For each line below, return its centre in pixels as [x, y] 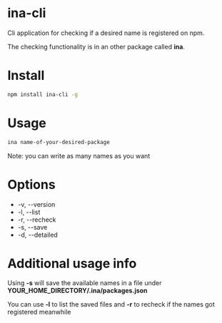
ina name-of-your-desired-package [59, 142]
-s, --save [32, 227]
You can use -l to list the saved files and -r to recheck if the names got [111, 304]
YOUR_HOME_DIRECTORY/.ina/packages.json [77, 291]
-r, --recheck [37, 220]
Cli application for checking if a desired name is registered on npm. [106, 33]
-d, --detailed [38, 235]
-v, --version [36, 204]
